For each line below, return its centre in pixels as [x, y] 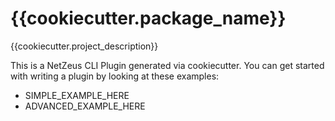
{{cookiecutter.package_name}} [148, 18]
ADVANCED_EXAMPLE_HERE [85, 106]
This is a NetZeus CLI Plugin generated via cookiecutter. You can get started [167, 65]
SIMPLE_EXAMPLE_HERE [77, 95]
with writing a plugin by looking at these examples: [115, 76]
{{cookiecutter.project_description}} [84, 46]
